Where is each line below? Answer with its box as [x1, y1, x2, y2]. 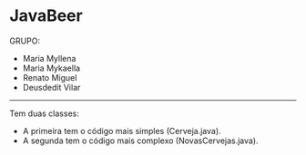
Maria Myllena [22, 53, 76, 63]
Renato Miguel [22, 72, 77, 82]
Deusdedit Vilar [22, 82, 81, 92]
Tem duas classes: [9, 108, 79, 119]
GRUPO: [9, 35, 41, 46]
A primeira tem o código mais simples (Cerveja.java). [22, 125, 221, 136]
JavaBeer [9, 5, 84, 26]
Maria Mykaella [22, 63, 80, 73]
